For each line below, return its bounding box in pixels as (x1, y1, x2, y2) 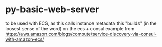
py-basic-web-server (5, 4, 99, 15)
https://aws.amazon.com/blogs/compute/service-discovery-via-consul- (5, 31, 157, 37)
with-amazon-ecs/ (5, 36, 44, 42)
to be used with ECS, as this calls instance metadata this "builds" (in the (5, 20, 157, 26)
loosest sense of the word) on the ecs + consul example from (5, 25, 135, 31)
